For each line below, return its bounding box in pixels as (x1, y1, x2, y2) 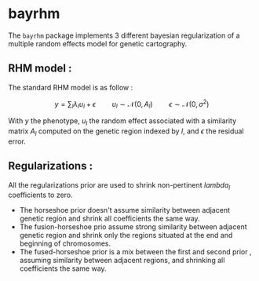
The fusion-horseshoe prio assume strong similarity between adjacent (19, 222, 247, 232)
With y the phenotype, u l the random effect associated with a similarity (8, 116, 237, 127)
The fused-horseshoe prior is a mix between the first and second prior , (19, 247, 252, 257)
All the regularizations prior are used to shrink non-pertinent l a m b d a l (8, 180, 231, 192)
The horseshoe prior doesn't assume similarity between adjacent (19, 206, 230, 215)
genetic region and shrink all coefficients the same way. (19, 213, 200, 224)
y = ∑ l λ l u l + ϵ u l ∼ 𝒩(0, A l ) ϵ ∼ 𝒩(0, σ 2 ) (54, 97, 210, 111)
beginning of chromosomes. (19, 239, 111, 248)
